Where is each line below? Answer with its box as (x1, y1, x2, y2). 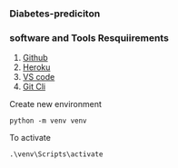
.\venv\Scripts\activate (9, 150, 104, 159)
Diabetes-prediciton (9, 7, 101, 20)
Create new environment (9, 99, 103, 110)
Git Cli (22, 81, 46, 93)
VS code (22, 72, 55, 83)
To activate (9, 133, 52, 143)
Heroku (22, 62, 51, 73)
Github (22, 53, 48, 64)
